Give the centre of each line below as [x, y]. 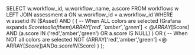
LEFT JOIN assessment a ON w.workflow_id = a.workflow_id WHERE [90, 15]
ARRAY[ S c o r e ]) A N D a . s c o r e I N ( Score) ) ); [55, 46]
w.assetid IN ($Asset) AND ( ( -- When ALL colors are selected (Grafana [94, 21]
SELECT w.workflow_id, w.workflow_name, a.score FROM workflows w [92, 8]
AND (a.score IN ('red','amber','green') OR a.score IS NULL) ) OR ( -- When [97, 33]
